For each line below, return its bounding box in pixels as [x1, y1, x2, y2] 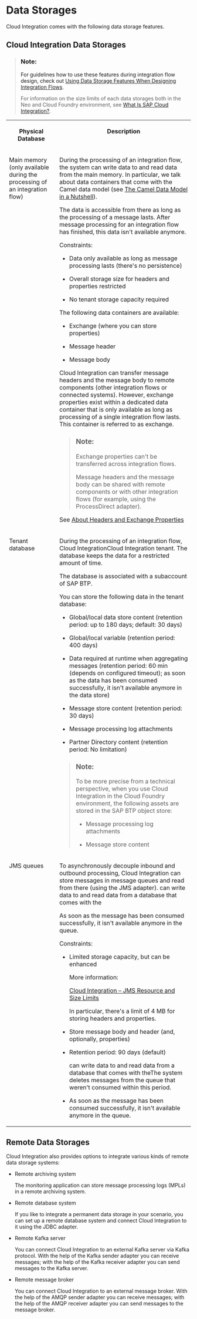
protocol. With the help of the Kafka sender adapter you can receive [14, 1252, 179, 1260]
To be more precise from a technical [76, 778, 176, 786]
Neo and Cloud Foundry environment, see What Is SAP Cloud [20, 101, 169, 108]
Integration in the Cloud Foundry [76, 792, 165, 800]
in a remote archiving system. [14, 1188, 86, 1195]
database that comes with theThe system [69, 1069, 183, 1077]
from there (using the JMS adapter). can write [59, 884, 186, 892]
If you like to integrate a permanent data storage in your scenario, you [14, 1211, 184, 1218]
